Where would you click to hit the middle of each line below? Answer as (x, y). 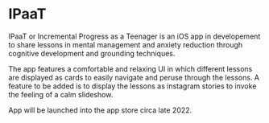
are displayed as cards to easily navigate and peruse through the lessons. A (134, 77)
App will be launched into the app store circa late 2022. (100, 110)
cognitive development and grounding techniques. (92, 53)
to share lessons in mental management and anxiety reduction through (126, 44)
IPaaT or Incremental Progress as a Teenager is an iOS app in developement (134, 36)
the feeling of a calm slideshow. (61, 94)
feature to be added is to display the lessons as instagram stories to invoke (132, 86)
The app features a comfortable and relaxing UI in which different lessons (130, 68)
